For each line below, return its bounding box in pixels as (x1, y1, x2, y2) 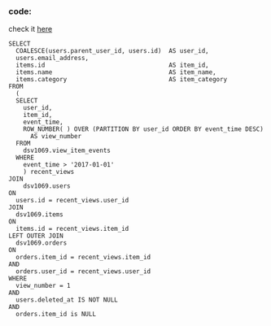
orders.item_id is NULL (15, 311, 96, 319)
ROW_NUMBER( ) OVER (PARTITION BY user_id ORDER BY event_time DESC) (23, 125, 264, 133)
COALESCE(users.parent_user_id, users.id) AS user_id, (15, 47, 209, 55)
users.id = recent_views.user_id (15, 197, 129, 205)
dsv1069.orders (15, 239, 68, 247)
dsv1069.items (15, 211, 63, 219)
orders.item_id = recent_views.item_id (15, 254, 151, 262)
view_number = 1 (15, 282, 71, 290)
